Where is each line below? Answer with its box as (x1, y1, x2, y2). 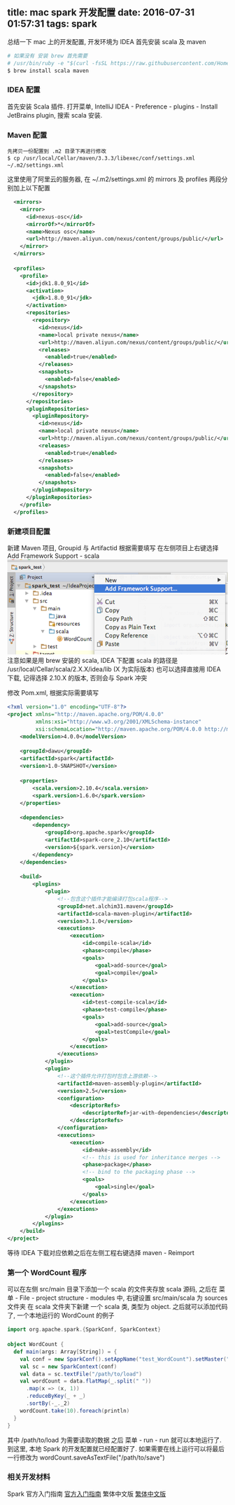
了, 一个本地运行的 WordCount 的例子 (7, 1311, 115, 1319)
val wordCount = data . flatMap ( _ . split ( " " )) (20, 1378, 152, 1385)
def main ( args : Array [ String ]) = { (13, 1348, 117, 1355)
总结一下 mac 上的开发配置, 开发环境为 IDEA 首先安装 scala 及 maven (7, 37, 206, 45)
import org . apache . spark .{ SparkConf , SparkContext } (7, 1326, 161, 1333)
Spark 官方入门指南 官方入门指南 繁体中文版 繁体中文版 (7, 1490, 166, 1498)
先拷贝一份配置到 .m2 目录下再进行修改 (7, 148, 107, 155)
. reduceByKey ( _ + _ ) (25, 1392, 86, 1400)
